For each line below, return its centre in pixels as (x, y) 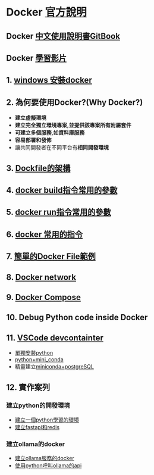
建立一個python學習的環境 (47, 420)
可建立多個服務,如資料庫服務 (50, 133)
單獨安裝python (34, 353)
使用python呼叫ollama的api (48, 465)
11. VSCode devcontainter (55, 338)
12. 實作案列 (28, 387)
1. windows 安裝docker (49, 80)
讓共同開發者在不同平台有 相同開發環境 (62, 148)
